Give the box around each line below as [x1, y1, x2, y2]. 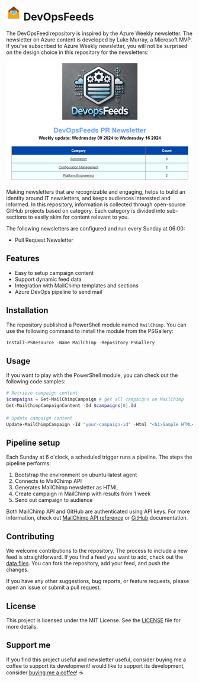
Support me [6, 640, 51, 651]
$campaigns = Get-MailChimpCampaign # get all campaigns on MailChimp [6, 396, 184, 402]
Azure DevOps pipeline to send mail [14, 288, 102, 295]
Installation [6, 305, 49, 316]
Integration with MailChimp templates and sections [14, 281, 139, 289]
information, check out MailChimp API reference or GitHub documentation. [6, 514, 188, 521]
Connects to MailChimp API [14, 478, 82, 485]
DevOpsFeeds [23, 10, 95, 24]
